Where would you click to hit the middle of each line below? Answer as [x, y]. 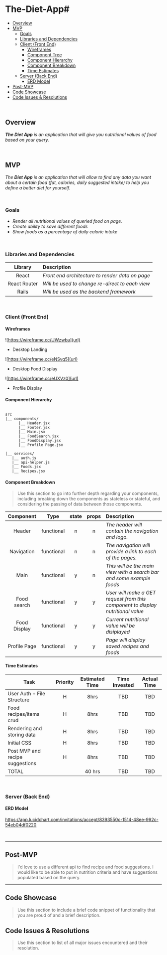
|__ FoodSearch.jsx [38, 436]
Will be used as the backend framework [89, 292]
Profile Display [27, 388]
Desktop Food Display [35, 369]
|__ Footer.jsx [34, 428]
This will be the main [130, 566]
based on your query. [27, 140]
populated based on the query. [49, 877]
